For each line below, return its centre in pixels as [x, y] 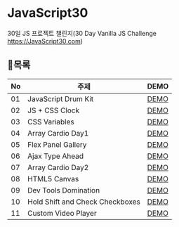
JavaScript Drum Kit [61, 98]
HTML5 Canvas [53, 179]
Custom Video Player [62, 213]
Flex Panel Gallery [57, 144]
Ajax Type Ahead [56, 156]
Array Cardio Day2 [58, 167]
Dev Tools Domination [64, 190]
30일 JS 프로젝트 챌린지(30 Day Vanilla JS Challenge [82, 33]
